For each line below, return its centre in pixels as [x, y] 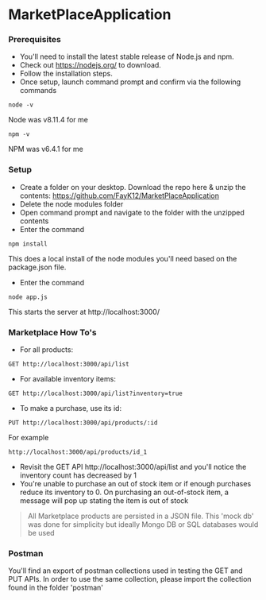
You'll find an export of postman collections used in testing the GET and [126, 571]
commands [38, 91]
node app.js [28, 297]
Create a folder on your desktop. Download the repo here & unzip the [133, 187]
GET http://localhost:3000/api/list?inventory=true [95, 394]
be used [41, 533]
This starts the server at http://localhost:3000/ [84, 312]
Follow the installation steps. [66, 74]
